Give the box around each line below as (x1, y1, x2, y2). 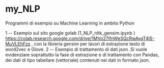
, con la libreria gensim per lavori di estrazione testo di (31, 40, 145, 47)
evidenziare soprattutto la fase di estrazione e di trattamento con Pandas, (5, 52, 159, 58)
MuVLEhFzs (5, 40, 31, 47)
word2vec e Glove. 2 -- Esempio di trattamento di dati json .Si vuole (5, 46, 148, 52)
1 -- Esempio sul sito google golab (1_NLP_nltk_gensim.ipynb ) (5, 30, 135, 36)
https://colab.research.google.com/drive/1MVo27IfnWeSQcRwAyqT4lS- (5, 35, 155, 41)
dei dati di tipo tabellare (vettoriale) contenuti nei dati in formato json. (5, 57, 150, 63)
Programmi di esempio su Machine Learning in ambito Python (5, 20, 135, 26)
